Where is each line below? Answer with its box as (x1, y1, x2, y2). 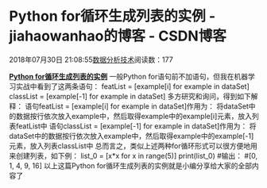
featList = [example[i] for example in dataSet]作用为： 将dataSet (38, 101, 250, 111)
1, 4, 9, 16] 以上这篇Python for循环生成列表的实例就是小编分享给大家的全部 (9, 160, 253, 171)
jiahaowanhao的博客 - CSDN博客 (9, 27, 227, 45)
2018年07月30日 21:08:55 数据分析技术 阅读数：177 (9, 55, 173, 64)
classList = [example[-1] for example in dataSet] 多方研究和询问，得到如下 (9, 91, 251, 101)
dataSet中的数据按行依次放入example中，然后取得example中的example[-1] (9, 131, 254, 140)
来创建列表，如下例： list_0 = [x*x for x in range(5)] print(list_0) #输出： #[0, (9, 151, 258, 160)
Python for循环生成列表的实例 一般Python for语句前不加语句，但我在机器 (9, 71, 249, 81)
